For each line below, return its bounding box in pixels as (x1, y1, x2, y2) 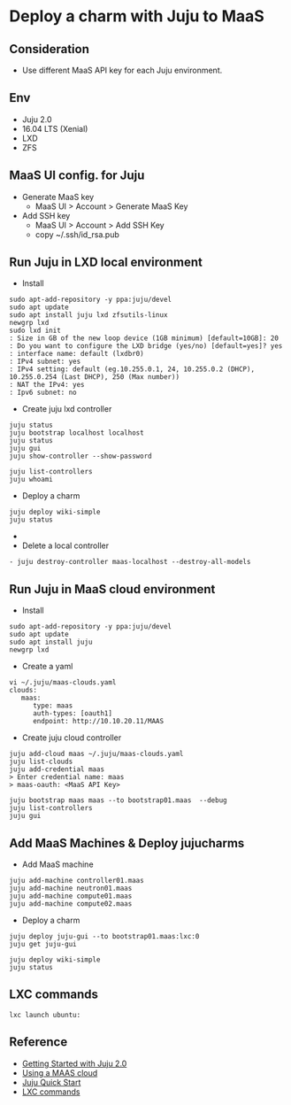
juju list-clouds (9, 757, 73, 767)
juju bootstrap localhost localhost (9, 429, 144, 437)
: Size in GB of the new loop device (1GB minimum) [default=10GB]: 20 (9, 334, 279, 343)
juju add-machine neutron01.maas (9, 884, 133, 893)
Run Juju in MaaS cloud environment (9, 582, 216, 597)
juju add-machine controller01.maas (9, 877, 144, 885)
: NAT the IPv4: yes (9, 381, 86, 390)
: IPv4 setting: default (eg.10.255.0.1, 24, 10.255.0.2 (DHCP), (9, 365, 255, 374)
